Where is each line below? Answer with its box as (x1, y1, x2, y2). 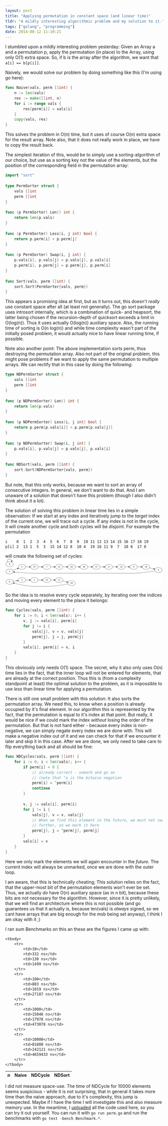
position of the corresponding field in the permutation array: (5, 162, 129, 168)
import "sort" (5, 173, 35, 178)
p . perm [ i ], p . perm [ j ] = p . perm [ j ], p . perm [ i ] (14, 263, 111, 268)
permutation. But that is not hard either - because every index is (5, 723, 137, 729)
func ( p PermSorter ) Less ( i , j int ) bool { (5, 231, 97, 236)
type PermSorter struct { (5, 183, 59, 188)
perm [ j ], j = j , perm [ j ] (31, 634, 84, 639)
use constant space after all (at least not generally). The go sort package (5, 304, 155, 310)
